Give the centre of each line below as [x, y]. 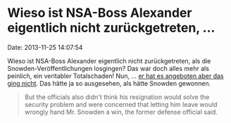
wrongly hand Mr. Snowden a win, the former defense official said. [121, 112]
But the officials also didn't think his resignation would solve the [117, 97]
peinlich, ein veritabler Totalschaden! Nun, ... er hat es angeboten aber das [115, 76]
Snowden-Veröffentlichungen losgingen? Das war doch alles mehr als [108, 68]
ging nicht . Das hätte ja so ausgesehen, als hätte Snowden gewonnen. [109, 83]
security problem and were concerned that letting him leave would [121, 104]
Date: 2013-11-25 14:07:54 [45, 47]
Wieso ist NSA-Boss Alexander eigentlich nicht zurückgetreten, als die [109, 60]
